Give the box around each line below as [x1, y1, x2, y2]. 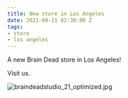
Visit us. [7, 69, 31, 78]
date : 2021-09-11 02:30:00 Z [7, 17, 92, 24]
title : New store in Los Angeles [7, 10, 105, 17]
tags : [7, 23, 23, 30]
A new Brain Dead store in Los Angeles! [7, 55, 122, 64]
